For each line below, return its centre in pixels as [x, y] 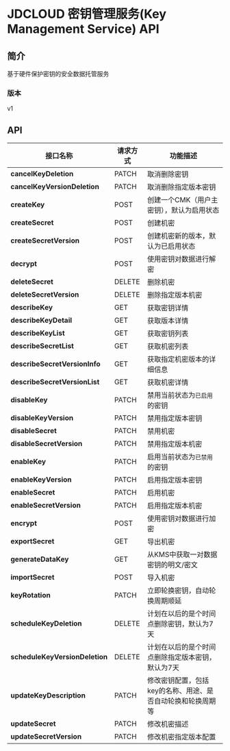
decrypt [24, 264]
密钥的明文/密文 [172, 565]
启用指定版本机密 [175, 506]
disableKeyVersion [42, 418]
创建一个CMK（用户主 [182, 200]
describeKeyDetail [41, 321]
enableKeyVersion [41, 480]
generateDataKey [40, 559]
